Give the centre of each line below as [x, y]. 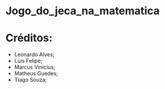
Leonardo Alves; [34, 55]
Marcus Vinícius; [35, 67]
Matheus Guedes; [36, 74]
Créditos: [29, 38]
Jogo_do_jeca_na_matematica [83, 11]
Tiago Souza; [30, 80]
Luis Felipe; [28, 61]
